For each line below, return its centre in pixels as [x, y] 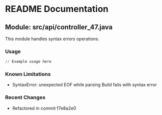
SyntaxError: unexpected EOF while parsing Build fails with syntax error [84, 85]
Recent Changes [25, 97]
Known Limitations [28, 74]
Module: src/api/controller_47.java [59, 27]
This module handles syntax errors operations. [52, 39]
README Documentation [57, 9]
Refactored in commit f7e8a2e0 [44, 108]
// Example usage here [28, 62]
